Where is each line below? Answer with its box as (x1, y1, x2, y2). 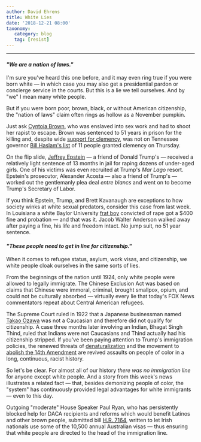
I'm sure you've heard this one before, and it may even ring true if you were (6, 74, 192, 81)
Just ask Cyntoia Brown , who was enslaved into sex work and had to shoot (6, 123, 191, 130)
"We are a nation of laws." (6, 60, 74, 68)
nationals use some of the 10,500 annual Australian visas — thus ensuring (6, 423, 188, 430)
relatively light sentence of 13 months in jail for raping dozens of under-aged (6, 160, 194, 167)
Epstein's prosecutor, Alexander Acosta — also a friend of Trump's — (6, 172, 178, 180)
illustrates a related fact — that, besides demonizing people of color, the (6, 380, 184, 387)
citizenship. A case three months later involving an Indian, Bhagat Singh (6, 323, 183, 331)
